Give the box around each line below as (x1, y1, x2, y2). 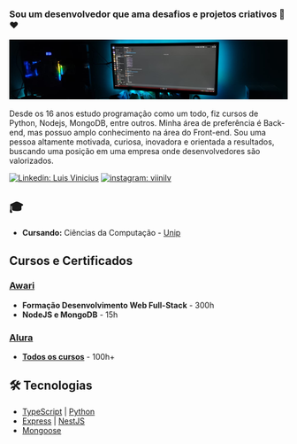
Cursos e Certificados (9, 253, 133, 269)
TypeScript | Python (21, 406, 95, 417)
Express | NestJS (21, 416, 86, 426)
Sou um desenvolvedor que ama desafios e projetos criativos (9, 8, 278, 20)
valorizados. (9, 155, 55, 167)
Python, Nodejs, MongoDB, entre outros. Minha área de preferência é (9, 118, 263, 129)
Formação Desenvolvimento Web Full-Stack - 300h (21, 300, 215, 310)
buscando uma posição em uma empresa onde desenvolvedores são (9, 146, 261, 157)
